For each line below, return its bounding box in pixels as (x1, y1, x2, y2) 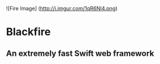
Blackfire (6, 26, 51, 38)
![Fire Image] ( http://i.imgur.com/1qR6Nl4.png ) (6, 5, 118, 12)
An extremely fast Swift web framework (6, 48, 154, 58)
